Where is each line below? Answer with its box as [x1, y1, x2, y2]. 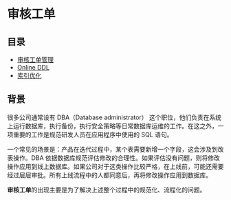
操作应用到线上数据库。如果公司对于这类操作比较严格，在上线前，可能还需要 [7, 162, 224, 170]
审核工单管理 [16, 56, 54, 63]
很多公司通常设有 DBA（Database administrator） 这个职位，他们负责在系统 [7, 113, 222, 121]
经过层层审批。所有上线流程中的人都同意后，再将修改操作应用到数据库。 [7, 170, 212, 179]
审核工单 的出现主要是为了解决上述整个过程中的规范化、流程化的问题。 [7, 186, 206, 194]
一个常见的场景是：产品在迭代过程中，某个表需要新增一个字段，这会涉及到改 [7, 145, 224, 153]
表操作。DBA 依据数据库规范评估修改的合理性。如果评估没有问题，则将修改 [7, 153, 220, 162]
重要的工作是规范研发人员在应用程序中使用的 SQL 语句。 [12, 130, 173, 139]
